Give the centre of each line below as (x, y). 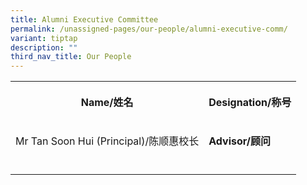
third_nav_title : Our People (71, 57)
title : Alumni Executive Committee (84, 19)
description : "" (44, 47)
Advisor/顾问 (239, 141)
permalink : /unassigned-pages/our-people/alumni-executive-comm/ (149, 29)
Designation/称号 (250, 103)
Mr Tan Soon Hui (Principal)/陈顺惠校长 (107, 141)
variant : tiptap (44, 38)
